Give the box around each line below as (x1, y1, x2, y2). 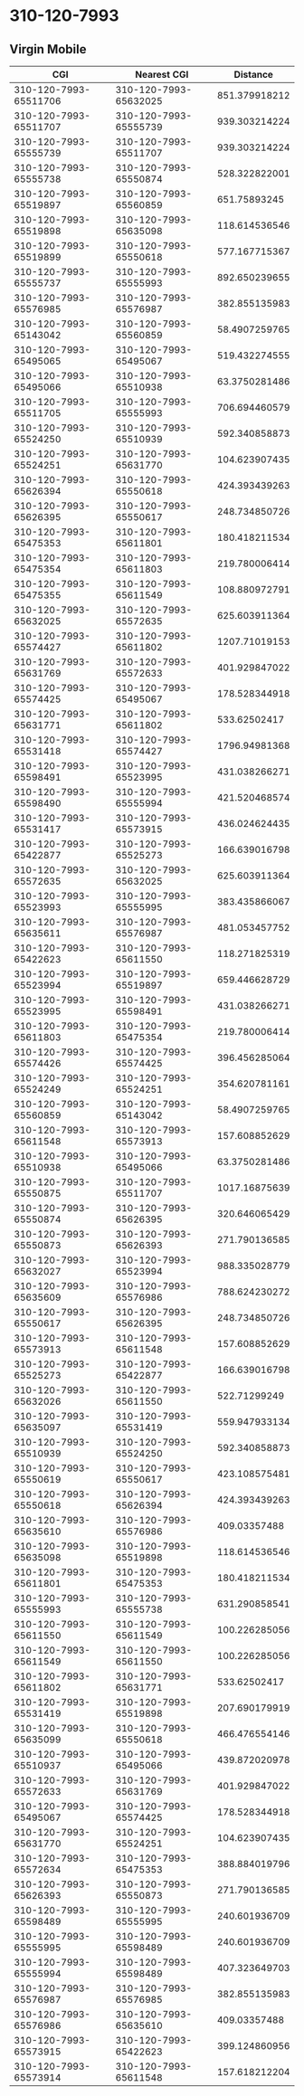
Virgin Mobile (9, 42, 87, 57)
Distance (233, 69, 274, 81)
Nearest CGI (135, 69, 189, 81)
